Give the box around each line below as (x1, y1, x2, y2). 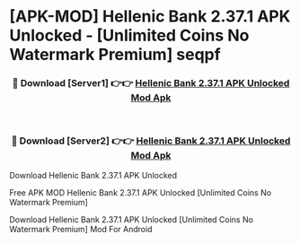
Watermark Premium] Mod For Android (9, 223, 153, 234)
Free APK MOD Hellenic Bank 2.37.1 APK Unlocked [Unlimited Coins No (9, 187, 272, 198)
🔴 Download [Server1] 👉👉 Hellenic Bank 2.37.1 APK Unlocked (12, 77, 290, 90)
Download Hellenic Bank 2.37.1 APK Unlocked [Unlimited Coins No (9, 213, 254, 225)
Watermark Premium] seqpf (9, 45, 222, 65)
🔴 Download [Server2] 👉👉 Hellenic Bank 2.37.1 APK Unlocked (11, 135, 291, 147)
